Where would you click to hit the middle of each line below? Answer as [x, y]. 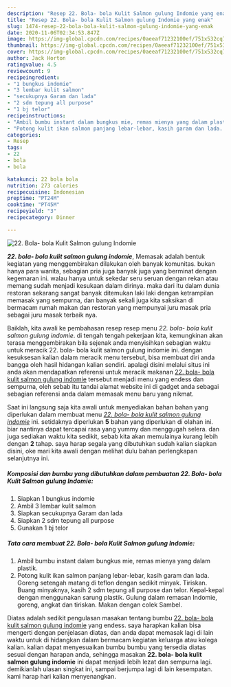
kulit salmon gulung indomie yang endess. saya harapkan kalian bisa [104, 625]
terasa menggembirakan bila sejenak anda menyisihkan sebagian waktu [109, 342]
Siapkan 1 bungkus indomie [56, 498]
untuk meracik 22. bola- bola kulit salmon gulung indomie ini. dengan [105, 350]
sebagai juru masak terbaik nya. [52, 315]
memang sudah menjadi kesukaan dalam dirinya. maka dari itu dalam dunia [113, 285]
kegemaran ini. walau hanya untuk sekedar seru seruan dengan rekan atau [113, 278]
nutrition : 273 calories [43, 185]
